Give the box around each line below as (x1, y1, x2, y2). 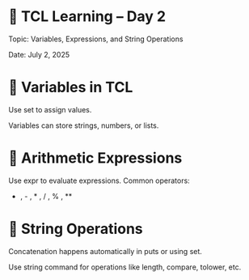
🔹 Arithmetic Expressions (8, 149, 183, 168)
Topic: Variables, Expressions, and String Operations (8, 34, 184, 44)
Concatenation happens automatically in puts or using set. (8, 246, 202, 256)
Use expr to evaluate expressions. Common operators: (8, 176, 190, 185)
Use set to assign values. (8, 104, 92, 114)
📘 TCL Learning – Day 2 (8, 7, 167, 26)
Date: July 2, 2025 (8, 49, 70, 59)
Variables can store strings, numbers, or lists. (8, 121, 159, 130)
